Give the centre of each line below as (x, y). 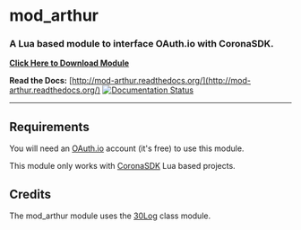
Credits (30, 194)
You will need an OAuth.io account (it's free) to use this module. (127, 148)
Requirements (49, 127)
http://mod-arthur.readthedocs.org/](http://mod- (161, 81)
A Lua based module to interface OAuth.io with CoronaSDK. (142, 44)
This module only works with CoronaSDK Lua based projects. (122, 166)
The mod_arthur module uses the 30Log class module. (110, 216)
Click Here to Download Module (69, 63)
